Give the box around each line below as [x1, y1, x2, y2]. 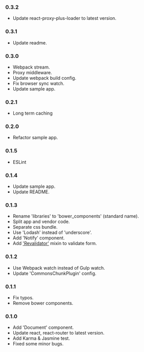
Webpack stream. [12, 64, 50, 70]
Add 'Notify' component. [12, 235, 65, 241]
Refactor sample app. [12, 135, 58, 141]
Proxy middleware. [12, 69, 52, 75]
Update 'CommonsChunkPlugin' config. [12, 270, 97, 276]
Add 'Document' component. [12, 324, 74, 331]
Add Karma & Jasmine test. [12, 335, 70, 341]
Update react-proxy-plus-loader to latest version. [12, 15, 116, 21]
